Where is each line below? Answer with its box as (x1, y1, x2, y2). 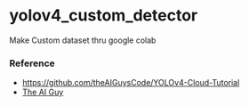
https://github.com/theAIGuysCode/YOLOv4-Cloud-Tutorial (21, 77, 240, 88)
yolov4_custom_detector (9, 5, 198, 26)
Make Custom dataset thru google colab (9, 35, 157, 45)
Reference (9, 57, 55, 69)
